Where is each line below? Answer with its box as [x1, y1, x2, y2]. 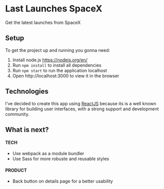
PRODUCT [5, 167, 27, 173]
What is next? [5, 125, 49, 134]
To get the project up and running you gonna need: [5, 47, 110, 53]
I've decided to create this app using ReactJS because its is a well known [5, 100, 156, 106]
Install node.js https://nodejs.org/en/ [12, 57, 87, 63]
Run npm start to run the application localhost [12, 67, 107, 73]
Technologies [5, 87, 49, 96]
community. [5, 111, 29, 117]
